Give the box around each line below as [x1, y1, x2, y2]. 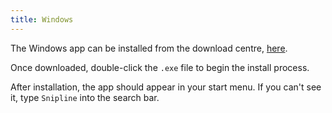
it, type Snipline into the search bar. [10, 91, 160, 103]
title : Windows [10, 14, 74, 25]
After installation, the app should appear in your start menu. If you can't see [10, 81, 322, 93]
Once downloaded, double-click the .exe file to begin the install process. [10, 61, 310, 73]
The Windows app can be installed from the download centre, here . [10, 42, 288, 54]
